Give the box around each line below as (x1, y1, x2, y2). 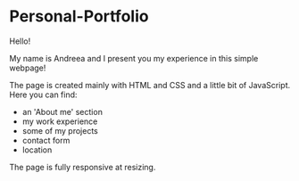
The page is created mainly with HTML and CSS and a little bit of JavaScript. (9, 79, 291, 90)
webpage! (9, 62, 46, 73)
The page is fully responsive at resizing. (9, 161, 156, 172)
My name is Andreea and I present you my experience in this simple (9, 53, 259, 63)
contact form (21, 135, 71, 145)
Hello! (9, 36, 31, 46)
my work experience (21, 116, 98, 127)
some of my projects (21, 125, 98, 136)
